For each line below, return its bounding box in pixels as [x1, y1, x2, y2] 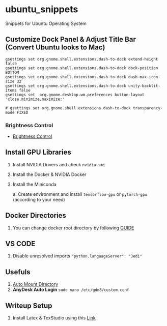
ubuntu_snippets [5, 4, 78, 15]
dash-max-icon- [128, 74, 160, 79]
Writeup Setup [5, 301, 52, 310]
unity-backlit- [128, 83, 160, 88]
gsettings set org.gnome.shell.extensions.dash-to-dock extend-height [5, 56, 158, 62]
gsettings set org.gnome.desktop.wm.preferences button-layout [5, 92, 145, 97]
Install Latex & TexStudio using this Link [12, 315, 96, 321]
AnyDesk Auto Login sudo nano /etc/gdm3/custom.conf [12, 286, 129, 293]
